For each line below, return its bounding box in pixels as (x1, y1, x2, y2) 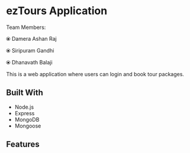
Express (14, 109, 35, 116)
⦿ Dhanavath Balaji (6, 58, 53, 66)
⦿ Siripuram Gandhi (6, 47, 54, 54)
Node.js (14, 103, 34, 110)
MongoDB (14, 116, 40, 123)
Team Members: (6, 24, 46, 31)
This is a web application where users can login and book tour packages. (6, 70, 185, 77)
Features (6, 139, 40, 149)
